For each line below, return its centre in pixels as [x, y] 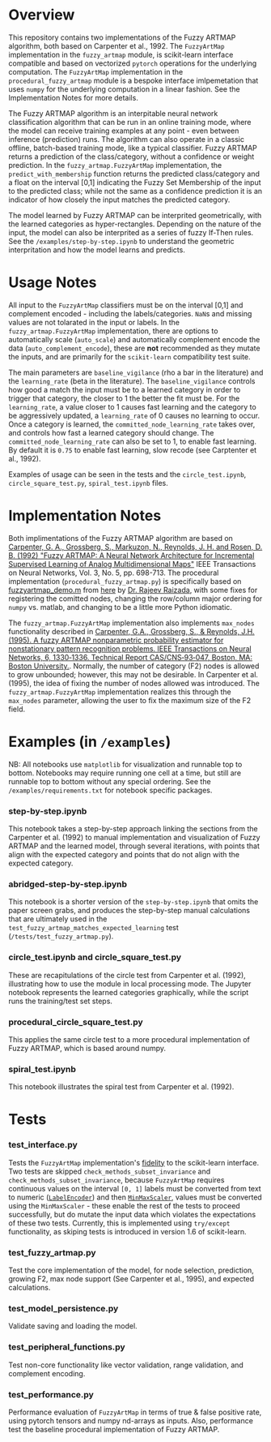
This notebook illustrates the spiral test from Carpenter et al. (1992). [121, 1087]
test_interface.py [43, 1145]
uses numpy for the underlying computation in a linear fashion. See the [124, 89]
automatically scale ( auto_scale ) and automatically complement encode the [134, 339]
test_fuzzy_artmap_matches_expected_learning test [94, 928]
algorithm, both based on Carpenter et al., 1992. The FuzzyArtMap [116, 45]
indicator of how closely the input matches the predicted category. [119, 200]
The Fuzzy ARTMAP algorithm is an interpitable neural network [113, 113]
